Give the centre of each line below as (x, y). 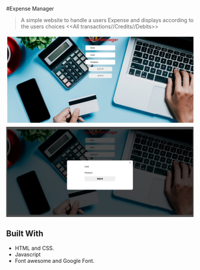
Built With (25, 234)
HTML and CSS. (35, 248)
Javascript (28, 254)
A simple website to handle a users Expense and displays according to (107, 20)
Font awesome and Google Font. (55, 260)
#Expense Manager (30, 9)
